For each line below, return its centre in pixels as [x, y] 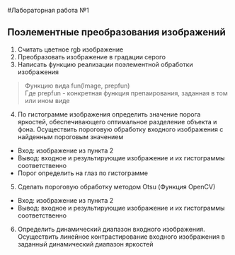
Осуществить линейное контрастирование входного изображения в [121, 237]
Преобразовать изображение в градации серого [92, 57]
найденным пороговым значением [70, 136]
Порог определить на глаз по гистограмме [83, 173]
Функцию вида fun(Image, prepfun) [77, 85]
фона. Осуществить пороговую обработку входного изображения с [120, 129]
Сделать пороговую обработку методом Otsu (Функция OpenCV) [116, 186]
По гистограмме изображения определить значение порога [109, 114]
